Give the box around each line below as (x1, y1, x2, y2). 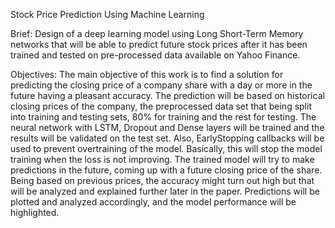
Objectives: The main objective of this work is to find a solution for (10, 69, 284, 80)
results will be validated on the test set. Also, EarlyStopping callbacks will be (10, 132, 325, 144)
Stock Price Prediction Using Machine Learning (10, 9, 205, 20)
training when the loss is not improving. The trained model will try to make (10, 154, 315, 165)
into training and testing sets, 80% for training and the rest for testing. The (10, 111, 317, 123)
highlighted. (10, 207, 60, 218)
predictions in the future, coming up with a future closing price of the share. (10, 164, 323, 176)
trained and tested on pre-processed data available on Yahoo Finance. (10, 49, 301, 61)
